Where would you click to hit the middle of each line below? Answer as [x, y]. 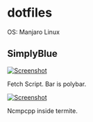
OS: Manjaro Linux [34, 32]
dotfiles [30, 13]
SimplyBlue [32, 54]
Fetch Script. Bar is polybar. [47, 84]
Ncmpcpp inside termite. [42, 111]
